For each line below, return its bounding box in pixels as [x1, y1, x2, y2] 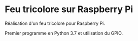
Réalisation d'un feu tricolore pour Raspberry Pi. [5, 20, 105, 26]
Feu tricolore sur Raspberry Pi [5, 4, 133, 15]
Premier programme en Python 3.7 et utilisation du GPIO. [5, 30, 123, 36]
